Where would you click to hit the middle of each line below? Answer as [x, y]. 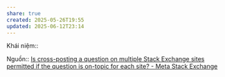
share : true [24, 13]
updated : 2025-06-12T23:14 [45, 26]
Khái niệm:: [22, 46]
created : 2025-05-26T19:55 [45, 20]
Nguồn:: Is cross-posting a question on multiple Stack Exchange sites [106, 59]
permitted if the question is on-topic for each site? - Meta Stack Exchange [112, 67]
